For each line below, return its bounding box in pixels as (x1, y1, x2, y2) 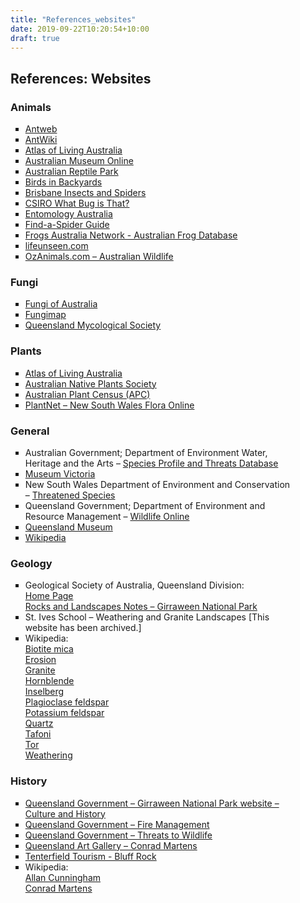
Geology (10, 556, 53, 570)
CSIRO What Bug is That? (24, 197, 130, 210)
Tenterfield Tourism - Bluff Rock (24, 850, 157, 862)
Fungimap (24, 309, 67, 321)
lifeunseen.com (24, 240, 89, 252)
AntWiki (24, 134, 58, 146)
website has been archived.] (24, 622, 142, 634)
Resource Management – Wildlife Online (24, 510, 190, 522)
